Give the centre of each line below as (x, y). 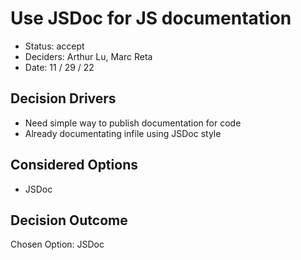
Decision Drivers (63, 98)
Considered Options (74, 165)
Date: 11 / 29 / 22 (59, 67)
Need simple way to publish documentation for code (133, 123)
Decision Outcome (69, 220)
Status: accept (54, 46)
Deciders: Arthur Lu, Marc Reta (88, 56)
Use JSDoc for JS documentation (151, 18)
